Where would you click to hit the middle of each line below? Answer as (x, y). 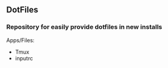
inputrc (24, 58)
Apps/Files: (20, 40)
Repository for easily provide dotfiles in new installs (84, 27)
